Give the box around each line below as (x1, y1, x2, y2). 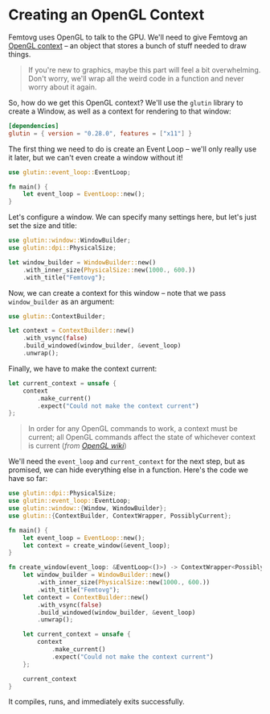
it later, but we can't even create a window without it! (8, 152, 183, 162)
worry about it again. (27, 82, 97, 92)
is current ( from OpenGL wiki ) (27, 441, 127, 450)
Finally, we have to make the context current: (8, 363, 157, 373)
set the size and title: (8, 221, 78, 230)
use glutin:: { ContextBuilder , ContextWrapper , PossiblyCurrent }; (8, 512, 231, 520)
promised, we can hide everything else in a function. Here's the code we (8, 465, 249, 475)
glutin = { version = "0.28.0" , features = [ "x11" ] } (8, 129, 193, 138)
